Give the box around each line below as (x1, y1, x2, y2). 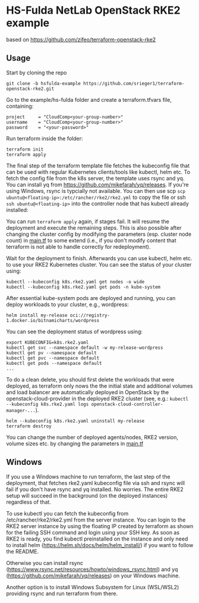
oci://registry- (70, 312, 110, 318)
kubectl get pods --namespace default (6, 360, 102, 366)
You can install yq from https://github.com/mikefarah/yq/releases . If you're (6, 181, 189, 188)
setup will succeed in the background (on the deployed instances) (6, 492, 168, 499)
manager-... (6, 407, 36, 414)
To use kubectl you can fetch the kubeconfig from (6, 510, 129, 517)
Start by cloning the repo (6, 69, 67, 76)
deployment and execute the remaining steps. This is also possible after (6, 224, 182, 231)
